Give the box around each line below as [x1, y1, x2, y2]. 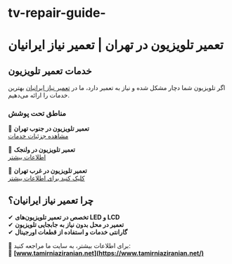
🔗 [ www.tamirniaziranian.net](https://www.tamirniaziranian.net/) [8, 249, 205, 258]
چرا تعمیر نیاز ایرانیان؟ [8, 194, 94, 206]
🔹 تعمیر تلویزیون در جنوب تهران [8, 124, 90, 133]
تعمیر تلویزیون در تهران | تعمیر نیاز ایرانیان [8, 37, 224, 53]
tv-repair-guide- [8, 5, 106, 21]
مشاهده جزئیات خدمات [8, 132, 69, 140]
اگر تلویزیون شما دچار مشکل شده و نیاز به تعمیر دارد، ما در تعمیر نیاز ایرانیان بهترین [8, 84, 226, 92]
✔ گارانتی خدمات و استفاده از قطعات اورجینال [8, 228, 128, 237]
